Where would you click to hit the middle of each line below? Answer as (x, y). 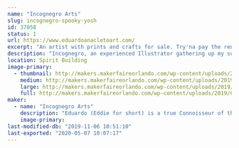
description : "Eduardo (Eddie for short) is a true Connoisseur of (122, 113)
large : (30, 87)
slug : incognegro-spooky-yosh (52, 21)
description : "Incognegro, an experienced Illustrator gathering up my (116, 54)
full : (28, 93)
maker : (17, 100)
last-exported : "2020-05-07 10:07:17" (65, 133)
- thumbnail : (33, 73)
